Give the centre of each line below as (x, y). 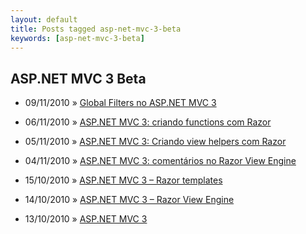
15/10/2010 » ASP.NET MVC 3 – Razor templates (123, 180)
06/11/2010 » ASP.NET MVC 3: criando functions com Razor (148, 122)
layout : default (44, 19)
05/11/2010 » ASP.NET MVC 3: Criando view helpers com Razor (155, 142)
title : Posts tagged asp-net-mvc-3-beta (96, 29)
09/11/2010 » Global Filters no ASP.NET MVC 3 (120, 103)
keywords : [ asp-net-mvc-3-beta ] (77, 38)
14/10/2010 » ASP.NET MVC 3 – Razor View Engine (129, 200)
